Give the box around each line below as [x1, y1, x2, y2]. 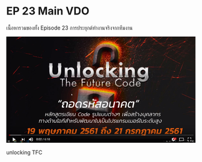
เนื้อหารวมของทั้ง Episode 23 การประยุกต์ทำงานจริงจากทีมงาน [6, 24, 133, 31]
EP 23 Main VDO [6, 4, 90, 18]
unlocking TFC [6, 149, 43, 156]
